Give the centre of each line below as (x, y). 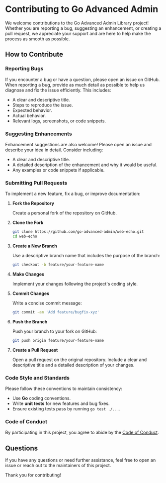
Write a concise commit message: (47, 303)
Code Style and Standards (37, 378)
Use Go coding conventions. (41, 398)
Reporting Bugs (24, 69)
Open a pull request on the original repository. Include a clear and (80, 360)
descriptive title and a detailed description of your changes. (73, 365)
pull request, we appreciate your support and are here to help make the (78, 33)
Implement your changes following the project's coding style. (75, 284)
